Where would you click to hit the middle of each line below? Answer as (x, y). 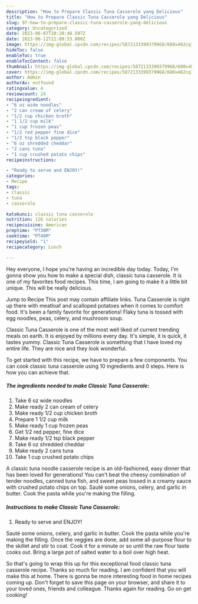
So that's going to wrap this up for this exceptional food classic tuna (89, 564)
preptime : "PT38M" (29, 231)
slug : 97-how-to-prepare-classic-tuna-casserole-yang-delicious (87, 22)
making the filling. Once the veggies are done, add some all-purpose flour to (99, 540)
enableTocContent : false (37, 61)
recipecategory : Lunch (34, 247)
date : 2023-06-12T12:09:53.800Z (46, 39)
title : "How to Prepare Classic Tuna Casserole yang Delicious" (87, 17)
